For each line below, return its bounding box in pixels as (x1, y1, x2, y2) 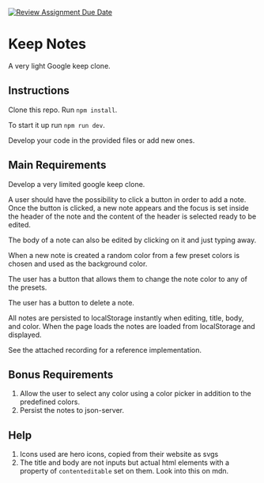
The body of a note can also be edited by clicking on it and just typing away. (8, 235, 257, 245)
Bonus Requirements (8, 368, 114, 381)
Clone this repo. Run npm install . (8, 105, 118, 114)
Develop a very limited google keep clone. (8, 179, 145, 189)
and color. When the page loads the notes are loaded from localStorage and (8, 321, 255, 331)
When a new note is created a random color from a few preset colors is (8, 250, 239, 260)
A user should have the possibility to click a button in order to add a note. (8, 194, 247, 204)
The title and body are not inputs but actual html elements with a (19, 458, 230, 467)
